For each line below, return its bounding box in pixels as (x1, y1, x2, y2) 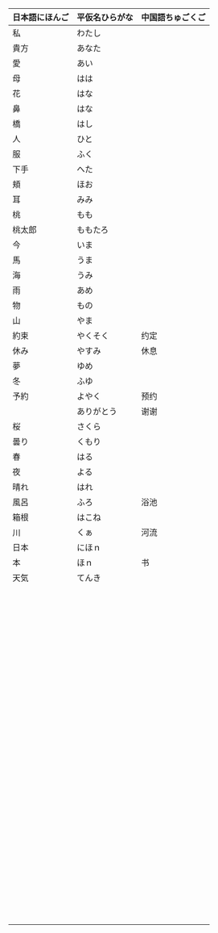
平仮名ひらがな (76, 12, 134, 23)
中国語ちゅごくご (141, 12, 207, 23)
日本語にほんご (12, 12, 70, 23)
